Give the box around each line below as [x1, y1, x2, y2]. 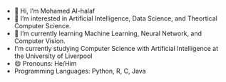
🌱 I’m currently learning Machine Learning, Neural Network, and [14, 29, 202, 37]
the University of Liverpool [14, 52, 93, 60]
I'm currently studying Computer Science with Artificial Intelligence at [14, 45, 219, 52]
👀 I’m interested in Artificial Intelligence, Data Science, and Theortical [14, 14, 217, 23]
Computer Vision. [14, 37, 66, 45]
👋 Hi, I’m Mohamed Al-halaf [14, 7, 96, 15]
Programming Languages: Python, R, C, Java [14, 67, 146, 75]
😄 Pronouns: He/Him [14, 59, 77, 67]
